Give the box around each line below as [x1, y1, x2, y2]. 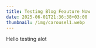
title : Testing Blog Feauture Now [6, 8, 91, 15]
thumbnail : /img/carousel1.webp [6, 19, 85, 25]
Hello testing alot [6, 36, 47, 43]
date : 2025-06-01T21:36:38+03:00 [6, 14, 88, 20]
